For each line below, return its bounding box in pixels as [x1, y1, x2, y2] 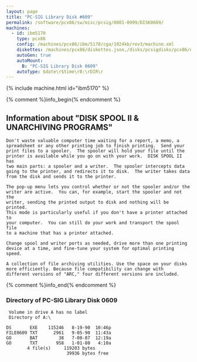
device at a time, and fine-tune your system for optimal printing [6, 246, 175, 252]
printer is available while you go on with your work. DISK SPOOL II [6, 153, 182, 159]
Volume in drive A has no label [8, 309, 88, 316]
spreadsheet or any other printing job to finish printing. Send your [6, 143, 185, 149]
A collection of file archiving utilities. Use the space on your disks [6, 261, 188, 267]
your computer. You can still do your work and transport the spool [6, 220, 180, 226]
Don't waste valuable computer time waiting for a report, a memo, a [6, 138, 180, 144]
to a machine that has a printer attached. [6, 230, 114, 236]
